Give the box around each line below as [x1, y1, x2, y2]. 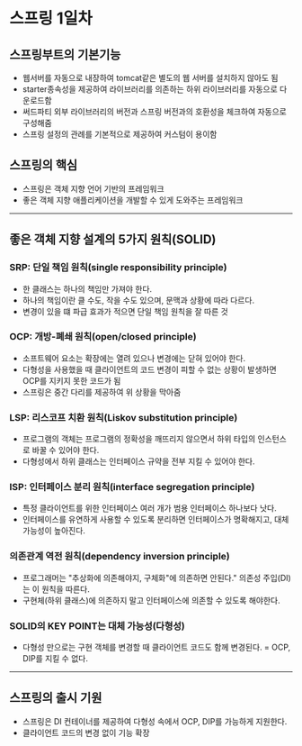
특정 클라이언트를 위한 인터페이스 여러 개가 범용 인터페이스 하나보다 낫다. [22, 503, 277, 514]
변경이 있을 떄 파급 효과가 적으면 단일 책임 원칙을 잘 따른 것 [22, 305, 229, 316]
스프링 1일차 [9, 8, 93, 29]
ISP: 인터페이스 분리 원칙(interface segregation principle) [9, 481, 255, 494]
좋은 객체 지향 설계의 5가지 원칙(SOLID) [9, 232, 217, 248]
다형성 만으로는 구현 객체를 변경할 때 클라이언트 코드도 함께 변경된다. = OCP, [22, 641, 291, 652]
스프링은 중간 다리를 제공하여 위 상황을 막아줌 [22, 387, 182, 397]
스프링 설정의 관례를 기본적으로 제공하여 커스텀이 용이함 [22, 129, 218, 140]
